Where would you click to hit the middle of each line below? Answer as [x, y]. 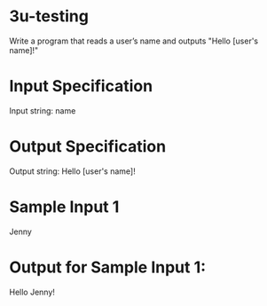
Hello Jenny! [32, 292]
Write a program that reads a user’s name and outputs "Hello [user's [134, 41]
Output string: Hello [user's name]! [72, 171]
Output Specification [88, 147]
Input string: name [43, 110]
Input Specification [81, 86]
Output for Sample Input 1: [108, 267]
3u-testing [49, 16]
